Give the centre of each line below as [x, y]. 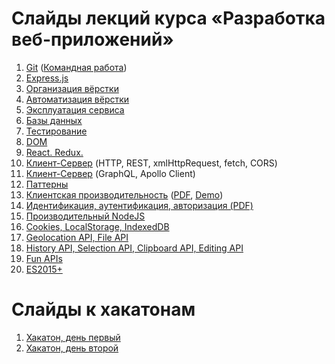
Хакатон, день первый [73, 337]
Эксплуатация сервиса [75, 109]
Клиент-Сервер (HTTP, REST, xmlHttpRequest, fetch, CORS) [151, 163]
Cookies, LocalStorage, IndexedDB [97, 226]
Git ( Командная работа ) [76, 67]
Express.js [47, 78]
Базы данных [54, 120]
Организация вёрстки [72, 88]
